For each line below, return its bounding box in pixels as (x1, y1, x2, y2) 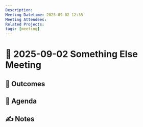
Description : (5, 7, 33, 13)
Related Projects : (5, 21, 44, 27)
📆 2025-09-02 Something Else (5, 48, 138, 60)
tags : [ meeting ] (5, 27, 40, 32)
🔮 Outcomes (5, 80, 45, 88)
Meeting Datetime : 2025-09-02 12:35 (5, 12, 83, 17)
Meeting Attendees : (5, 17, 47, 22)
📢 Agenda (5, 97, 37, 106)
